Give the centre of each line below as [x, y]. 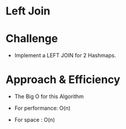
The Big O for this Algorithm [49, 96]
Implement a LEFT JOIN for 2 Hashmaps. [65, 55]
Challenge [32, 39]
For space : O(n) [35, 120]
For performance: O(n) [42, 108]
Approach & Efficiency [63, 80]
